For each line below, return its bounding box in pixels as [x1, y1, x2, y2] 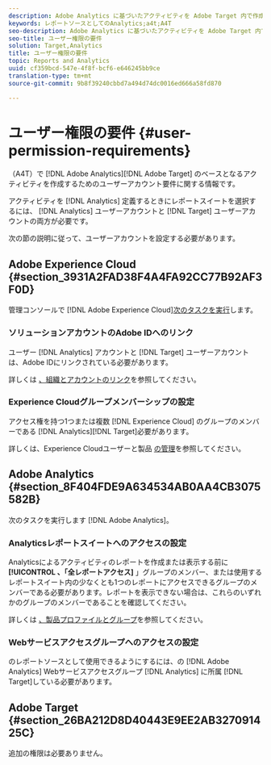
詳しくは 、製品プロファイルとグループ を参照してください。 [8, 614, 208, 624]
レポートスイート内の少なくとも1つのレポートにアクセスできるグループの [8, 577, 251, 587]
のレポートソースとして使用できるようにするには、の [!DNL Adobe [8, 657, 230, 667]
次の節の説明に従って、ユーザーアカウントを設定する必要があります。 [8, 233, 240, 243]
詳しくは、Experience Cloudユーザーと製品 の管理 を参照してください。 [8, 443, 246, 453]
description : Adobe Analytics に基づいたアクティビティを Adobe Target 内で [8, 11, 253, 20]
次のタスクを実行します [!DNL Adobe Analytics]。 [8, 515, 173, 525]
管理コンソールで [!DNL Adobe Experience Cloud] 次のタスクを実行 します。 [8, 305, 258, 315]
